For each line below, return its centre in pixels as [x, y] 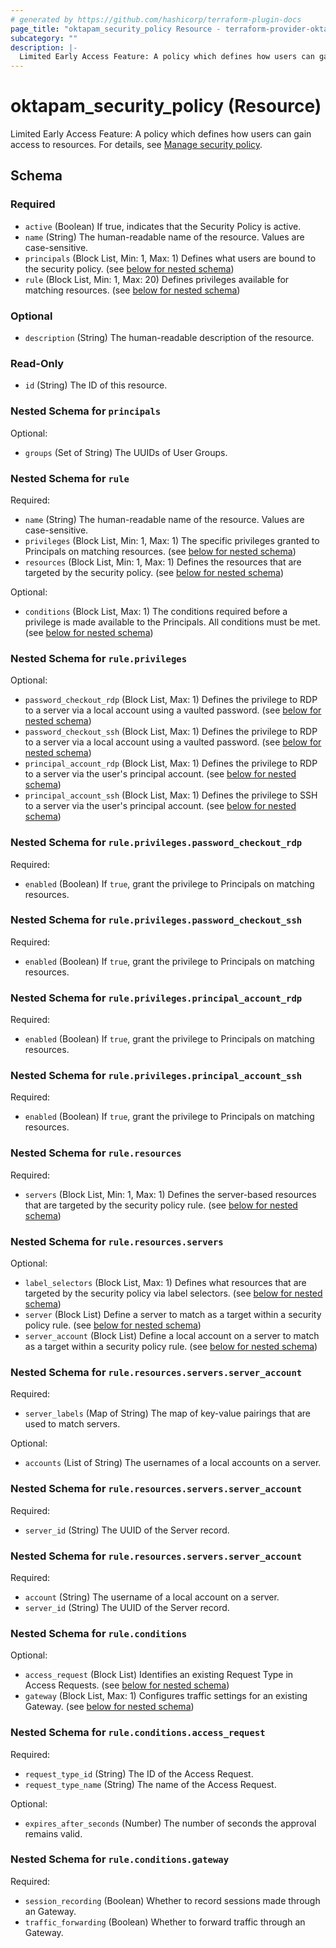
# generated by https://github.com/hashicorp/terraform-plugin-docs [156, 19]
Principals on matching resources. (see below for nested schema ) [160, 551]
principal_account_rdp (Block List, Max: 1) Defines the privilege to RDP [171, 763]
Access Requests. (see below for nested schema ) [127, 1685]
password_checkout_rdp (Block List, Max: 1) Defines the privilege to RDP [171, 700]
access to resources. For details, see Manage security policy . [136, 145]
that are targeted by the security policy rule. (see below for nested [161, 1205]
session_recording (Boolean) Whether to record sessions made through [172, 1900]
